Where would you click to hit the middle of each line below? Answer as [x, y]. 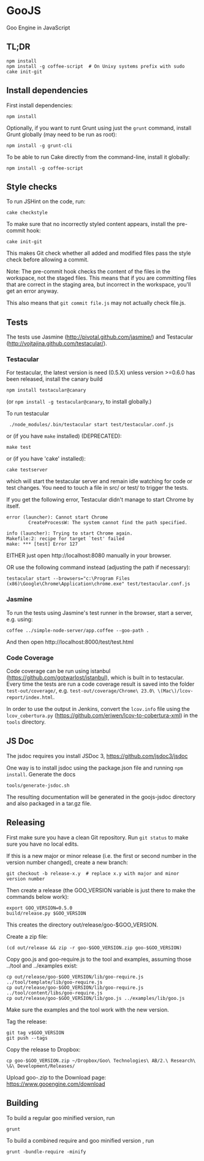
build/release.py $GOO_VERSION [46, 913]
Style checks [32, 186]
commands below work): [38, 896]
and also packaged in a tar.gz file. [49, 803]
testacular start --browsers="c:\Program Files [68, 579]
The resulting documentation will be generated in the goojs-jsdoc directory [101, 797]
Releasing [26, 823]
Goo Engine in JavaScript [38, 28]
